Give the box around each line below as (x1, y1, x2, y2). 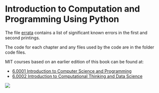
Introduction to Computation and (5, 3, 140, 15)
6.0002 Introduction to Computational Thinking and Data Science (12, 73, 142, 79)
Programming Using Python (5, 14, 119, 25)
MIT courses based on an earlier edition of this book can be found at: (5, 59, 144, 64)
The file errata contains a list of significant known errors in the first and (5, 30, 147, 35)
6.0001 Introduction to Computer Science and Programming (12, 68, 132, 74)
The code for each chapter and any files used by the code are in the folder (5, 44, 155, 50)
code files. (5, 49, 26, 55)
